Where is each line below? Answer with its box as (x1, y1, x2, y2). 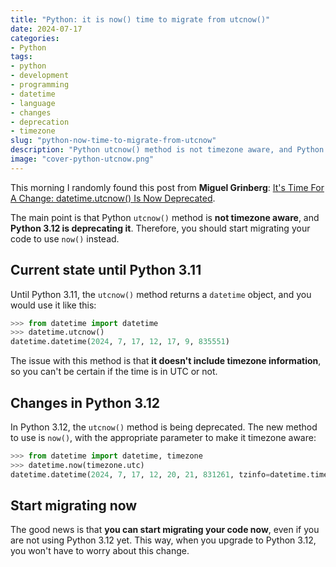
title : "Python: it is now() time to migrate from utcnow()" (10, 14, 271, 25)
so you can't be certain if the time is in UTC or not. (10, 366, 218, 378)
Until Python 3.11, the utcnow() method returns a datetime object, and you (10, 288, 312, 300)
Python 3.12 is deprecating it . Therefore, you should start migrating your (10, 222, 311, 234)
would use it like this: (10, 299, 97, 311)
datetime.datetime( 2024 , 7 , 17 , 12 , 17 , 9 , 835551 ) (10, 337, 230, 347)
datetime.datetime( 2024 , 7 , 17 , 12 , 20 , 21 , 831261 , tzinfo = (10, 469, 271, 480)
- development (10, 71, 70, 81)
